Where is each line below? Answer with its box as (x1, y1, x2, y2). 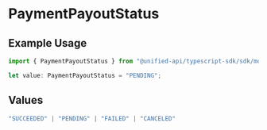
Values (8, 94, 44, 107)
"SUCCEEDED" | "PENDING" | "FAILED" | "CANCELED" (8, 114, 176, 123)
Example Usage (8, 36, 87, 50)
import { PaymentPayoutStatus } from (8, 57, 133, 65)
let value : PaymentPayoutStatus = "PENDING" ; (8, 71, 161, 79)
